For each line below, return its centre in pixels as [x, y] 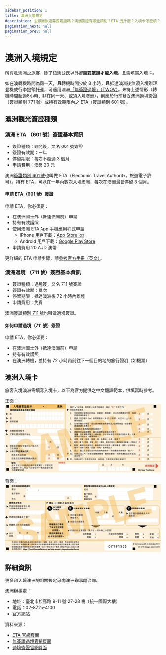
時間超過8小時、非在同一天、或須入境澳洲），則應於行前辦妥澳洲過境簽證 [83, 96]
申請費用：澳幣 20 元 [34, 165]
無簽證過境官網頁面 [32, 641]
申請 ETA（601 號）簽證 [29, 194]
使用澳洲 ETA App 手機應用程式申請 [48, 229]
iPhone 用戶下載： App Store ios [52, 235]
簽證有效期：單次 [30, 290]
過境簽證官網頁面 [30, 648]
